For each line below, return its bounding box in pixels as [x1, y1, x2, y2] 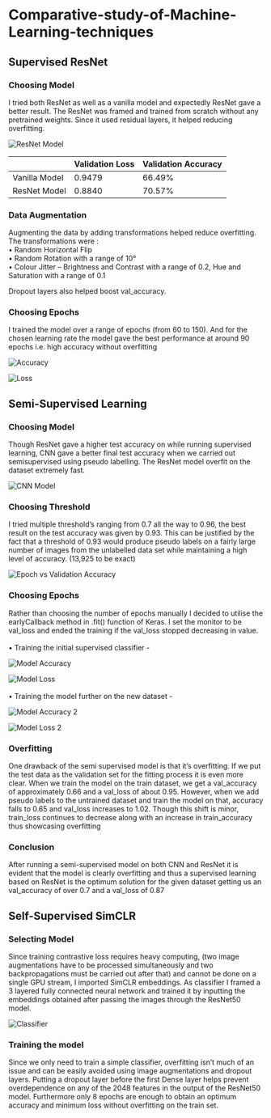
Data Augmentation [8, 209, 87, 220]
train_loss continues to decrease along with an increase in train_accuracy [8, 813, 253, 823]
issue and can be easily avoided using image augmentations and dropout [8, 1066, 252, 1076]
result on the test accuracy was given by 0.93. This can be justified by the [8, 528, 255, 538]
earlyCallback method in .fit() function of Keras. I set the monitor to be [8, 616, 243, 626]
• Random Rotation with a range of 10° [8, 253, 137, 264]
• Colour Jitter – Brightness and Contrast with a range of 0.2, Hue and [8, 262, 241, 272]
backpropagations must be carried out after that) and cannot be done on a [8, 969, 256, 979]
